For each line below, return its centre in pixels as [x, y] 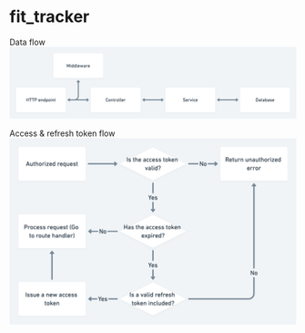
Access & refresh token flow [62, 133]
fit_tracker [50, 17]
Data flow [27, 42]
